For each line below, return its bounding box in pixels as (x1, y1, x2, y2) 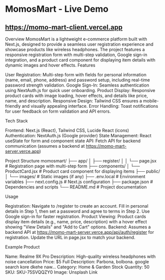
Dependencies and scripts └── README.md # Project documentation (5, 184, 147, 190)
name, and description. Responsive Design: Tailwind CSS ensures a (5, 98, 142, 104)
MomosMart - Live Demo (5, 3, 109, 15)
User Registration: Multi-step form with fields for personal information (5, 72, 147, 77)
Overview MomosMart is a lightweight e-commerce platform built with (5, 36, 148, 42)
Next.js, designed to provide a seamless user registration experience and (5, 41, 154, 47)
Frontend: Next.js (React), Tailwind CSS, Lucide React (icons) (5, 127, 130, 133)
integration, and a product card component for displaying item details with (5, 57, 156, 62)
